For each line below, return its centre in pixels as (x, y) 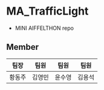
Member (23, 47)
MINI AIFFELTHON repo (44, 28)
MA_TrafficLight (47, 11)
